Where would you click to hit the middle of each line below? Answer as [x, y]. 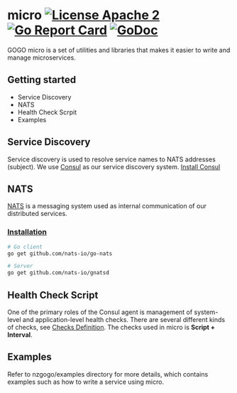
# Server [20, 267]
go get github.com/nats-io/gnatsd [59, 273]
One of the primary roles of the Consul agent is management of [100, 312]
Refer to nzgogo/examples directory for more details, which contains [108, 374]
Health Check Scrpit [47, 112]
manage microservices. [42, 58]
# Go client [25, 247]
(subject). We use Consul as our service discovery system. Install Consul [114, 166]
